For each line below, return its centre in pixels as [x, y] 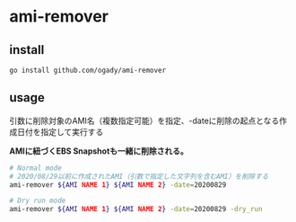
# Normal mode [36, 168]
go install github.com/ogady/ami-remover [88, 70]
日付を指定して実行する [60, 131]
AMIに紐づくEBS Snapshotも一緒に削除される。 [99, 151]
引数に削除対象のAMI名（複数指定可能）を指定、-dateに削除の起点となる [144, 120]
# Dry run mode [38, 201]
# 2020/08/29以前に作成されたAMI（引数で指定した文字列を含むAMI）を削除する [139, 176]
